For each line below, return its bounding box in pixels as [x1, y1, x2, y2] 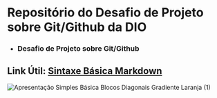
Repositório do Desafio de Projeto [7, 5, 204, 21]
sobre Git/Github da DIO [7, 19, 147, 35]
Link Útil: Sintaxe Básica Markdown [7, 65, 162, 77]
